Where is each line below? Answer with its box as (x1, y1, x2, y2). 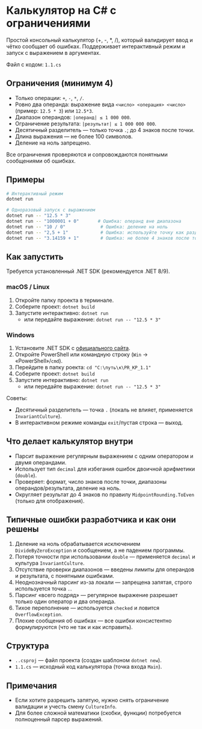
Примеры (6, 175, 45, 185)
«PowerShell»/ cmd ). (14, 357, 63, 364)
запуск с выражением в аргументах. (6, 49, 101, 56)
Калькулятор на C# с (6, 4, 117, 17)
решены (6, 524, 39, 534)
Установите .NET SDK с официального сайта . (14, 344, 130, 351)
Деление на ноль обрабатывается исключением (14, 540, 141, 547)
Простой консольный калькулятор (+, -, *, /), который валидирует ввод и (6, 36, 194, 43)
